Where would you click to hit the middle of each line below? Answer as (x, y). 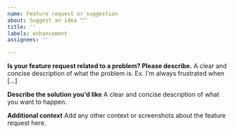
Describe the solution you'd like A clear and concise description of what (113, 95)
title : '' (22, 27)
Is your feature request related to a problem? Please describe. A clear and (117, 66)
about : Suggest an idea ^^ (47, 20)
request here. (27, 123)
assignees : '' (28, 40)
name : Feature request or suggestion (63, 14)
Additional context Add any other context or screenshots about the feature (117, 116)
